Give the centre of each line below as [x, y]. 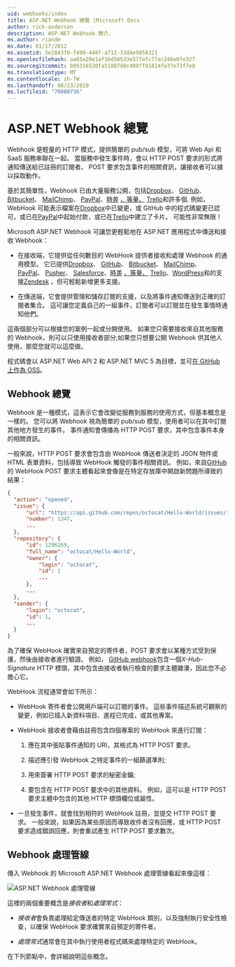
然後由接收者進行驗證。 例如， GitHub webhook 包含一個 [100, 659]
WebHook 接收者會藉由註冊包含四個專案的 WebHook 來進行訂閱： [113, 730]
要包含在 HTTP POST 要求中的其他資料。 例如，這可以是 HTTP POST [127, 789]
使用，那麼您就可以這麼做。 [47, 347]
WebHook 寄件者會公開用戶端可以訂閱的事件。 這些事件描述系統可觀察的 [122, 707]
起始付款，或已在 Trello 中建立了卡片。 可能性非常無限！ [143, 217]
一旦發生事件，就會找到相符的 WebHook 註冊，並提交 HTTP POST [113, 813]
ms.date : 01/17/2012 [37, 46]
